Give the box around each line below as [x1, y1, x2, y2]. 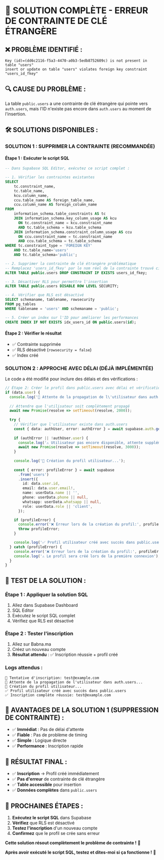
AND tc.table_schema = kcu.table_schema [18, 225, 102, 230]
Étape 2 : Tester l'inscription [5, 630, 74, 637]
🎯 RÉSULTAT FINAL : [5, 757, 67, 766]
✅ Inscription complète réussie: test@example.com [5, 692, 111, 698]
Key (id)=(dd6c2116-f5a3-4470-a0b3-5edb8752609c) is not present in [5, 58, 147, 63]
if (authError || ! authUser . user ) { [14, 436, 89, 441]
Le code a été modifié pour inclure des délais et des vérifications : [5, 376, 138, 382]
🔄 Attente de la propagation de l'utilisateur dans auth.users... [5, 679, 143, 684]
